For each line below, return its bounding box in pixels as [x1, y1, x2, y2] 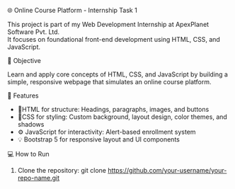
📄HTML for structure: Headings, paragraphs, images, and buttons [17, 105, 210, 113]
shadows [17, 120, 45, 128]
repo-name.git [17, 173, 60, 182]
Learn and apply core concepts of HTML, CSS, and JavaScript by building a [7, 70, 229, 79]
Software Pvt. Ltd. [7, 28, 60, 36]
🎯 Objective [7, 57, 41, 64]
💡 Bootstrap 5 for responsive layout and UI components [17, 135, 180, 144]
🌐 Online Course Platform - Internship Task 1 [7, 6, 138, 14]
